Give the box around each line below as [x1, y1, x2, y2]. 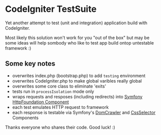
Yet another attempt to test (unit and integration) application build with [5, 20, 148, 26]
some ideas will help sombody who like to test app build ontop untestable [5, 40, 154, 45]
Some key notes [5, 59, 56, 68]
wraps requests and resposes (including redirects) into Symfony [12, 93, 143, 99]
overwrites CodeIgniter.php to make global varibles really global [12, 78, 142, 84]
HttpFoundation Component [12, 99, 69, 105]
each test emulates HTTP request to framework [12, 104, 109, 110]
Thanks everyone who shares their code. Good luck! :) [5, 124, 115, 130]
